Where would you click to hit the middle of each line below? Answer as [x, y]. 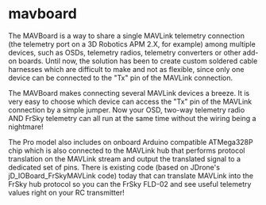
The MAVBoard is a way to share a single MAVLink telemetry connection [126, 36]
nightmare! [26, 127]
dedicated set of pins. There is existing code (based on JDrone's [114, 167]
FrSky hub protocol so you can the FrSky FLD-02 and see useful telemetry [130, 184]
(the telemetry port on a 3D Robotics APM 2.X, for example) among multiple [132, 44]
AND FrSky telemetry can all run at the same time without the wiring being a [132, 118]
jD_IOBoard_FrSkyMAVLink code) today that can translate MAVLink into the [131, 176]
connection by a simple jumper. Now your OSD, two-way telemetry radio [127, 110]
